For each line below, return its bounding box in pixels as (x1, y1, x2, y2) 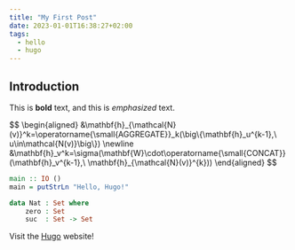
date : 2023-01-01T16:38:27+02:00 (9, 21, 133, 30)
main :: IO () (9, 174, 62, 183)
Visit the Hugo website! (9, 231, 95, 242)
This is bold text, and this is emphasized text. (9, 102, 175, 113)
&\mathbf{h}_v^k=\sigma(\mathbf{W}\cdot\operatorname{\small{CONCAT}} (9, 147, 286, 158)
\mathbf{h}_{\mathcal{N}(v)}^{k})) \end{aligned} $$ (87, 157, 277, 168)
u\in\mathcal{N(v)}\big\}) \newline (9, 138, 134, 149)
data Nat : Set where (9, 199, 90, 207)
